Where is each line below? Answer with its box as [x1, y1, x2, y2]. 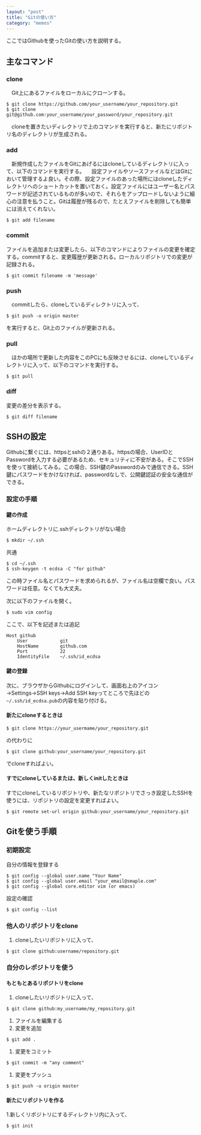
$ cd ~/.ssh [6, 561, 36, 567]
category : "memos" [6, 20, 52, 26]
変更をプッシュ [14, 1071, 52, 1079]
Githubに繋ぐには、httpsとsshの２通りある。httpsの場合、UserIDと [6, 449, 173, 456]
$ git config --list [6, 906, 58, 913]
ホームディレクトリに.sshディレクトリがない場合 [6, 525, 126, 533]
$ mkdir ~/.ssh [6, 537, 44, 543]
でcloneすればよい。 [6, 760, 57, 767]
